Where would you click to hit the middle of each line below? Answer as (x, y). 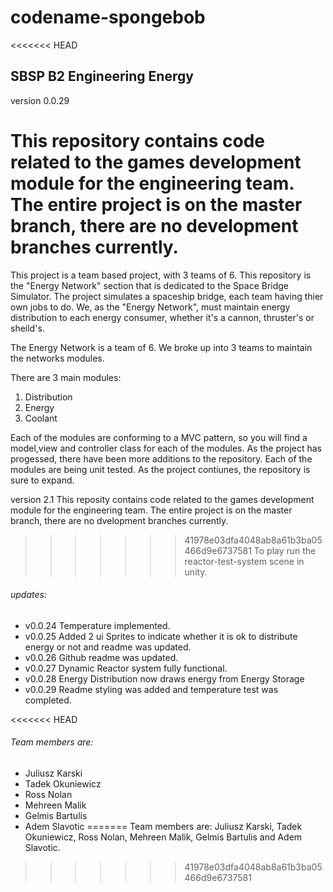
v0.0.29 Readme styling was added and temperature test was (151, 689)
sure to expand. (42, 480)
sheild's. (27, 328)
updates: (28, 595)
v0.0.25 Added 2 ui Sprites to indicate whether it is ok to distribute (161, 636)
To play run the (285, 550)
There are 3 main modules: (66, 377)
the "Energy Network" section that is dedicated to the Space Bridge (150, 285)
